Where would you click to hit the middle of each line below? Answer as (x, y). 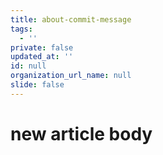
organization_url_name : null (71, 76)
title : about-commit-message (71, 19)
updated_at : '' (42, 57)
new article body (81, 133)
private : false (42, 47)
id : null (28, 66)
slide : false (37, 85)
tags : (21, 29)
